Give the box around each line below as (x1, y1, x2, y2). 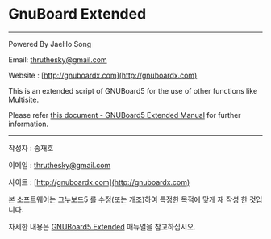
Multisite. (8, 94, 39, 104)
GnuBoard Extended (8, 5, 147, 23)
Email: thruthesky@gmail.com (8, 54, 107, 65)
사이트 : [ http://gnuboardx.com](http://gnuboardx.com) (8, 177, 190, 187)
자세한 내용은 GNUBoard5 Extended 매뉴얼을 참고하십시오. (8, 221, 196, 231)
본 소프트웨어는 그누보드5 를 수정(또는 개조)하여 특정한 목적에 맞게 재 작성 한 (8, 195, 248, 204)
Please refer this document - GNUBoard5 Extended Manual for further (8, 110, 241, 119)
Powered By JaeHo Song (8, 39, 92, 48)
